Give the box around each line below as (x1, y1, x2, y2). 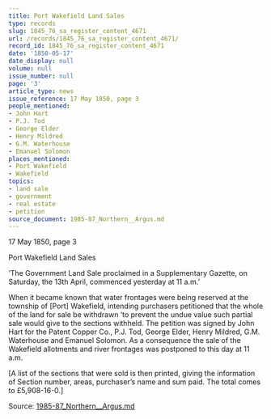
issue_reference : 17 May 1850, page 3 (8, 95, 139, 103)
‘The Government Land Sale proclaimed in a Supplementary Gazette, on (8, 269, 248, 278)
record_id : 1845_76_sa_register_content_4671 (8, 42, 164, 50)
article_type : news (8, 87, 74, 95)
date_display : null (8, 57, 74, 66)
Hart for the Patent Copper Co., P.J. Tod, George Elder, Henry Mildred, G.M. (8, 327, 260, 336)
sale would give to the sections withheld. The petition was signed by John (8, 319, 255, 328)
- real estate (8, 200, 57, 208)
